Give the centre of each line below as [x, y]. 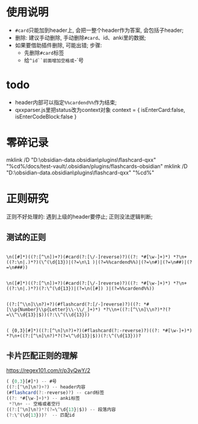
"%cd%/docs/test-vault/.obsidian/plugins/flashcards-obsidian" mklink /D [97, 166]
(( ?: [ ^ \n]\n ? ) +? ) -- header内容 [46, 387]
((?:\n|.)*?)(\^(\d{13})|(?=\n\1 [48, 262]
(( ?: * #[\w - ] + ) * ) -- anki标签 [43, 398]
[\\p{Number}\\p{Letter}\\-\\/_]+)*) [54, 309]
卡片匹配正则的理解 [42, 355]
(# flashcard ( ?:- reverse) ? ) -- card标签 [55, 393]
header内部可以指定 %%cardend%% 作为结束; [66, 102]
